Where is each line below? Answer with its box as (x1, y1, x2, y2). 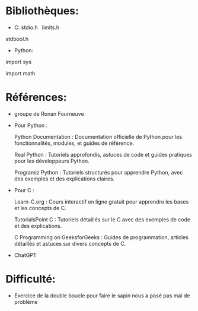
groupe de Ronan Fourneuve (14, 110, 84, 117)
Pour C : (14, 186, 34, 193)
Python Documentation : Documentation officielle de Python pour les (14, 133, 182, 140)
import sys (5, 58, 32, 65)
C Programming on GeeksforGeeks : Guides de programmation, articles (14, 233, 189, 241)
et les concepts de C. (14, 204, 66, 211)
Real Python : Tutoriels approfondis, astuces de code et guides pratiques (14, 151, 192, 158)
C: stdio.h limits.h (14, 24, 60, 31)
